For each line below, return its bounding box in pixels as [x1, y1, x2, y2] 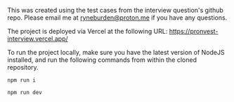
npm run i [7, 77, 37, 84]
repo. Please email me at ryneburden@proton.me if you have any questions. [7, 13, 228, 22]
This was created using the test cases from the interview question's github [7, 6, 223, 14]
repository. [7, 63, 39, 71]
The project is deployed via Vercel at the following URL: [7, 27, 168, 35]
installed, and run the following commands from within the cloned [7, 56, 197, 64]
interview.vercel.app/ [7, 34, 68, 43]
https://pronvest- [169, 27, 219, 35]
